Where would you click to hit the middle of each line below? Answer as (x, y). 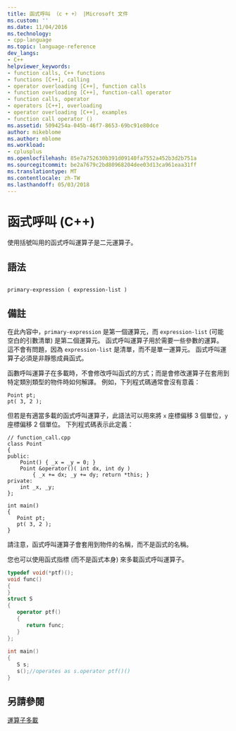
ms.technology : (30, 34)
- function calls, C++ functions (56, 73)
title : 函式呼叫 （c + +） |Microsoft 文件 (68, 14)
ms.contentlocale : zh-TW (44, 178)
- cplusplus (25, 152)
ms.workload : (26, 145)
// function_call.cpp (39, 438)
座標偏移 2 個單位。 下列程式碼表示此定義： (70, 424)
